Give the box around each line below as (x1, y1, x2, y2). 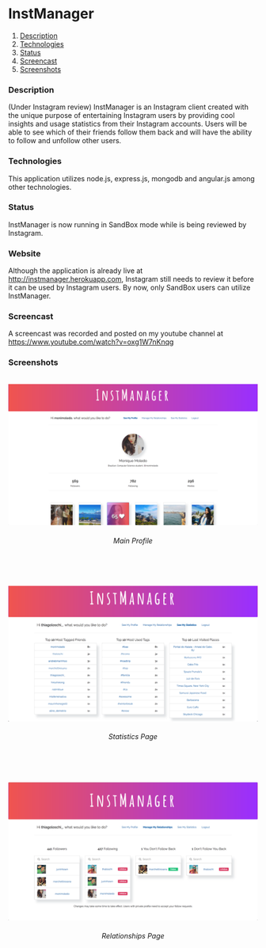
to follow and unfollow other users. (8, 136, 122, 146)
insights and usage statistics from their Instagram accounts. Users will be (8, 119, 248, 129)
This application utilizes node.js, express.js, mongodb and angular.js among (8, 173, 255, 183)
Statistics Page (108, 732, 158, 741)
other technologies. (8, 182, 72, 191)
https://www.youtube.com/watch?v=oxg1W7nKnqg (8, 337, 174, 347)
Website (8, 248, 41, 259)
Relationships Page (101, 931, 165, 940)
